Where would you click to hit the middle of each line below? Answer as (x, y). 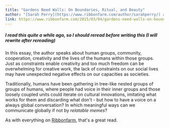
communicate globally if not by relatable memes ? (56, 110)
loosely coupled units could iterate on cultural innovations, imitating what (81, 94)
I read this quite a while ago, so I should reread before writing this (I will (81, 35)
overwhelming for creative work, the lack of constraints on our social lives (82, 69)
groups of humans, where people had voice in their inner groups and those (83, 89)
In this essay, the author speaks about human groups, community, (73, 53)
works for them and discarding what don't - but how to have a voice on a (81, 100)
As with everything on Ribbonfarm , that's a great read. (61, 120)
